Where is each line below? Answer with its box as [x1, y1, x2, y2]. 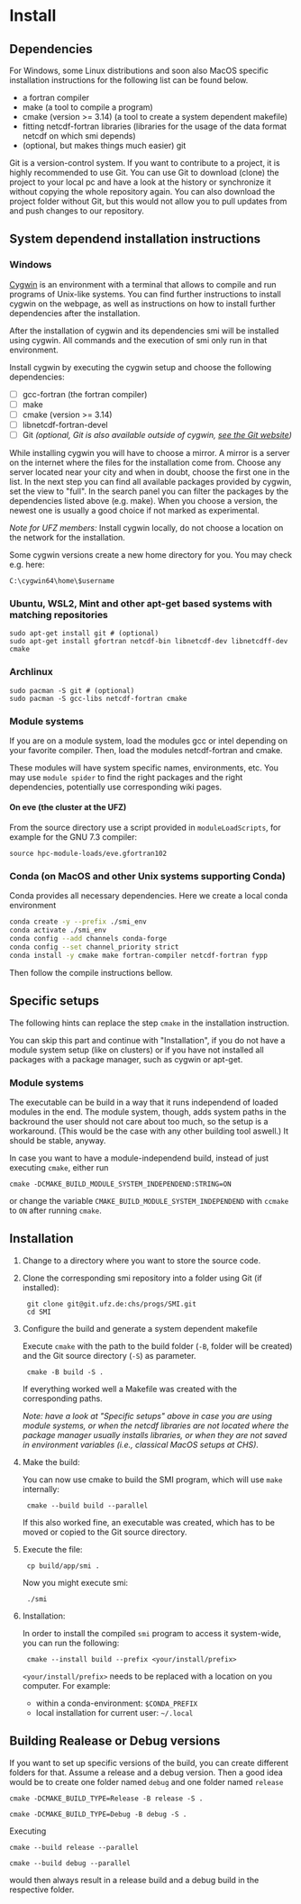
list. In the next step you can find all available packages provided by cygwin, [9, 477, 292, 487]
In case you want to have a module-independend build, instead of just [9, 1152, 269, 1163]
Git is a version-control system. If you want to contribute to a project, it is [9, 158, 281, 168]
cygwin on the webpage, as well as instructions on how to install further [9, 298, 277, 309]
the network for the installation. [9, 533, 126, 542]
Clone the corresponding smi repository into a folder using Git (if [22, 1272, 263, 1283]
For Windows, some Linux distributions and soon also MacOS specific [9, 65, 269, 76]
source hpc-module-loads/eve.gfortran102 [9, 849, 168, 859]
